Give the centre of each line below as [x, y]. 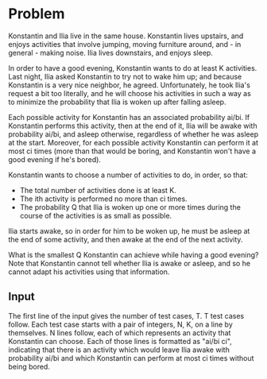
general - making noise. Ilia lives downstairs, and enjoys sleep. [110, 52]
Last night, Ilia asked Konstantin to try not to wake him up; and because [125, 76]
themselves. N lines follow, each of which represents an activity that [120, 333]
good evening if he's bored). [55, 159]
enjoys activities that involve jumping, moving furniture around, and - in [125, 44]
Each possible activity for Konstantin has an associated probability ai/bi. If [129, 117]
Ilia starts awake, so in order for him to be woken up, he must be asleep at [129, 230]
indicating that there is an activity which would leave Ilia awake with [119, 350]
